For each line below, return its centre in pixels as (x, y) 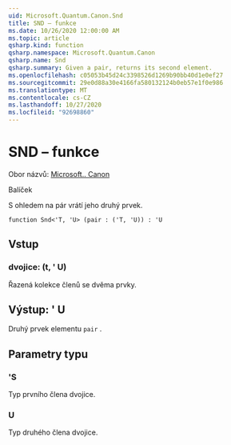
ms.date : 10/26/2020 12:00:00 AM (64, 30)
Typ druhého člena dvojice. (53, 432)
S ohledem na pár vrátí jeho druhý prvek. (76, 205)
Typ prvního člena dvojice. (52, 395)
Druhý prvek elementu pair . (55, 329)
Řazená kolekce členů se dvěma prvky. (73, 284)
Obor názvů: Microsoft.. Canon (59, 174)
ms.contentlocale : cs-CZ (50, 98)
